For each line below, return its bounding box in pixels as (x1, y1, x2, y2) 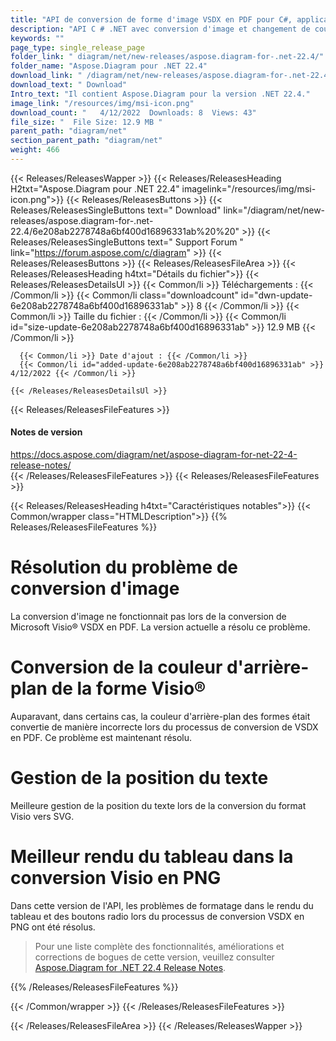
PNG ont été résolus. (10, 921, 96, 933)
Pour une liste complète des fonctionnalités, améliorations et (34, 940, 285, 952)
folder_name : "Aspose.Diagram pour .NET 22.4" (10, 61, 208, 71)
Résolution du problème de (10, 556, 239, 579)
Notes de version (10, 426, 83, 438)
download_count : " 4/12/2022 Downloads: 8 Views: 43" (10, 107, 257, 118)
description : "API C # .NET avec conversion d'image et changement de (10, 24, 311, 34)
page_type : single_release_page (10, 42, 145, 53)
